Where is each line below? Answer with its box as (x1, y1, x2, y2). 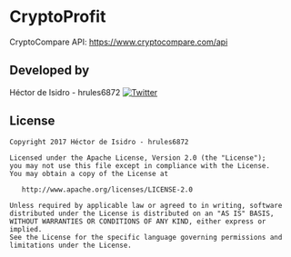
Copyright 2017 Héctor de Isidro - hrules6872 (9, 137, 189, 146)
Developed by (9, 63, 90, 78)
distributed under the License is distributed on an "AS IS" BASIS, (9, 209, 275, 218)
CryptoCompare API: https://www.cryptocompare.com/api (9, 36, 228, 47)
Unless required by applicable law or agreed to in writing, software (9, 201, 283, 210)
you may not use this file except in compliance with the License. (9, 161, 271, 170)
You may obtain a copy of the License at (9, 169, 169, 178)
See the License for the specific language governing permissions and (9, 232, 283, 242)
